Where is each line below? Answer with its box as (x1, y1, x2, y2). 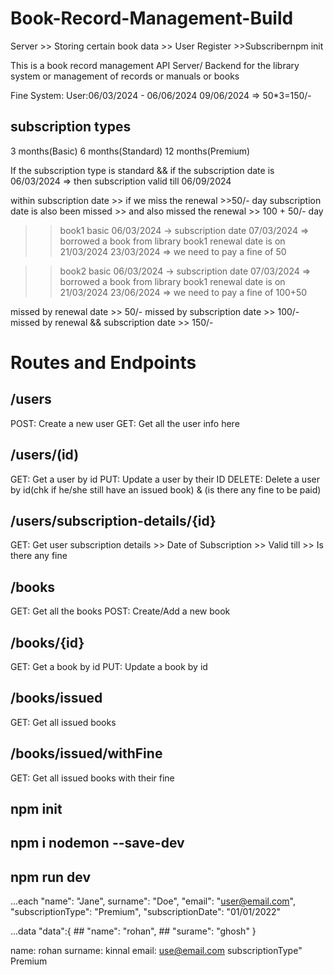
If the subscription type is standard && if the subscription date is (10, 164, 275, 176)
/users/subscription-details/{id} (10, 512, 217, 529)
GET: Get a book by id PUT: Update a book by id (10, 661, 208, 672)
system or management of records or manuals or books (10, 70, 240, 82)
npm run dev (10, 868, 92, 886)
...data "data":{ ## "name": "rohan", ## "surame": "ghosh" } (10, 925, 257, 937)
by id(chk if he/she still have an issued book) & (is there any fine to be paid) (10, 483, 322, 496)
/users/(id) (10, 447, 80, 464)
